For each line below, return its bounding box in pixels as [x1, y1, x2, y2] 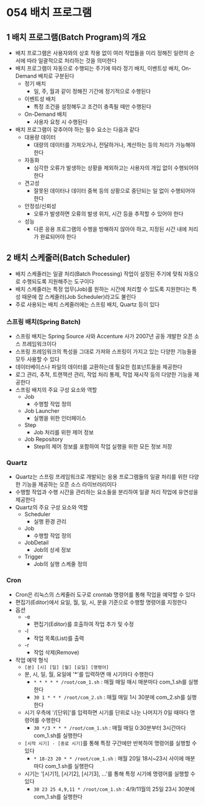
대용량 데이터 [24, 134, 56, 141]
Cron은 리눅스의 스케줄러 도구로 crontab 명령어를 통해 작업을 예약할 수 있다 [15, 590, 196, 598]
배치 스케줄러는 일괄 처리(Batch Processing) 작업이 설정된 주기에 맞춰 [15, 270, 183, 277]
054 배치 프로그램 [6, 6, 92, 20]
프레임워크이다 [21, 341, 57, 348]
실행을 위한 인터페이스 [33, 415, 87, 422]
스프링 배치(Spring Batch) [6, 317, 81, 326]
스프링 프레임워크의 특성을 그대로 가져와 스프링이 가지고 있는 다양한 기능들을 [15, 348, 197, 355]
